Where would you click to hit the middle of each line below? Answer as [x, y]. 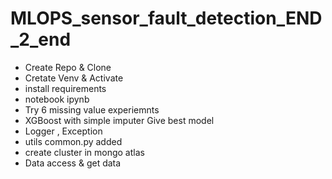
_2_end [41, 39]
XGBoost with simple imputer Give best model [119, 120]
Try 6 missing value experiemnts [92, 109]
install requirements [65, 88]
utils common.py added [73, 141]
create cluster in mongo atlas [84, 152]
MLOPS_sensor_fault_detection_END [166, 18]
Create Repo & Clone [68, 67]
